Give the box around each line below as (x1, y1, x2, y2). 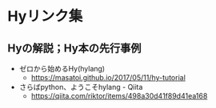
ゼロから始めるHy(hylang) (18, 64, 106, 73)
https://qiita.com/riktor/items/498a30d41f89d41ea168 (30, 91, 208, 100)
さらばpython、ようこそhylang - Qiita (18, 83, 143, 91)
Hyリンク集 (7, 7, 83, 25)
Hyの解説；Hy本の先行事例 (7, 41, 142, 55)
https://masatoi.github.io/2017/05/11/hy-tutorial (30, 73, 186, 82)
